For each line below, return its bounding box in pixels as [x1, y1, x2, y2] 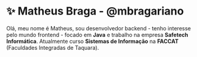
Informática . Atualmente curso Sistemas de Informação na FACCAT [6, 38, 179, 45]
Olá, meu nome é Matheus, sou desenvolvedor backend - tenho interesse [6, 24, 191, 32]
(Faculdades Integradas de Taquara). [6, 44, 99, 51]
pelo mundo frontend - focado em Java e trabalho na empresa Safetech [6, 31, 188, 38]
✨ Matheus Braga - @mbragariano [6, 4, 184, 18]
